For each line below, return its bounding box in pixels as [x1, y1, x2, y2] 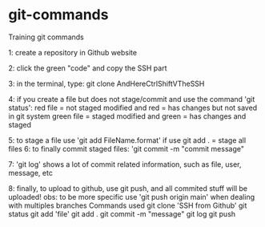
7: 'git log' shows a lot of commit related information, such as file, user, [8, 159, 242, 169]
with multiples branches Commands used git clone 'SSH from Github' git [8, 201, 247, 210]
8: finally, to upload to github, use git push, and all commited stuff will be [8, 183, 248, 193]
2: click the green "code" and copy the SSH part [8, 63, 167, 73]
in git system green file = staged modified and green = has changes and [8, 111, 247, 121]
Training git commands [8, 32, 84, 42]
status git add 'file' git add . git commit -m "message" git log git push [8, 209, 236, 218]
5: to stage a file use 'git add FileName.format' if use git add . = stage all [8, 135, 247, 145]
